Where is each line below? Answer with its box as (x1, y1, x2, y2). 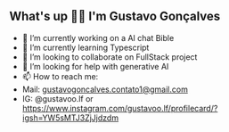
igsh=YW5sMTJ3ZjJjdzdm (21, 112, 119, 123)
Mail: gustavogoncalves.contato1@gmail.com (21, 84, 189, 95)
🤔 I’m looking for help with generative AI (21, 61, 169, 71)
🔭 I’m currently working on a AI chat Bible (21, 32, 175, 43)
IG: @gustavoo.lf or (21, 93, 94, 103)
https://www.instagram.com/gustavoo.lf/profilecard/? (21, 103, 218, 113)
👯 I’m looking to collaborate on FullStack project (21, 51, 198, 62)
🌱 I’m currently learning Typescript (21, 42, 150, 53)
